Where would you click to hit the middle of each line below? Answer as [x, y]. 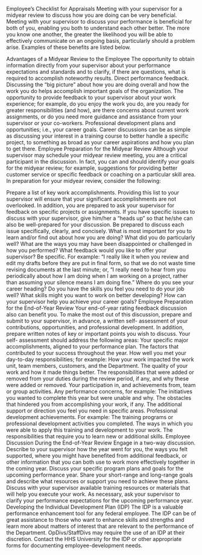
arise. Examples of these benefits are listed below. [69, 47]
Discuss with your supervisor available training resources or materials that [98, 488]
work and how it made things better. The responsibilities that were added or [100, 372]
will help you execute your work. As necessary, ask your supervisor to [93, 494]
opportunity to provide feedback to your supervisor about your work [91, 97]
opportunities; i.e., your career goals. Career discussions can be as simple [99, 130]
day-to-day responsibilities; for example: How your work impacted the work [100, 359]
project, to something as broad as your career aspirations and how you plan [100, 142]
